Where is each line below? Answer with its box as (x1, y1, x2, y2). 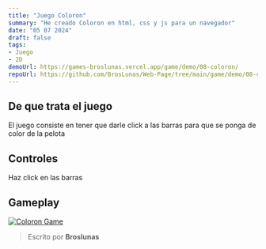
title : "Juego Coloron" (8, 11, 87, 20)
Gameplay (8, 195, 60, 209)
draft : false (8, 33, 51, 42)
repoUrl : (8, 70, 37, 78)
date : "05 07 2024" (8, 26, 73, 34)
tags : (8, 41, 26, 49)
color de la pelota (8, 129, 66, 138)
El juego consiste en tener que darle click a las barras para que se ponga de (8, 120, 256, 130)
